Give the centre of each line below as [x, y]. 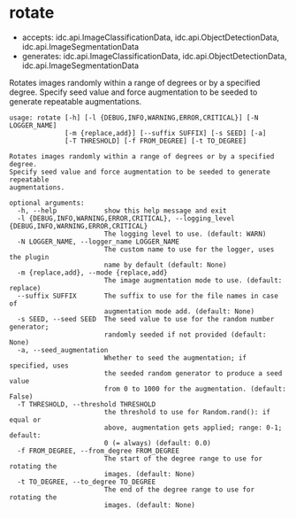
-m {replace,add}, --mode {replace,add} [92, 273]
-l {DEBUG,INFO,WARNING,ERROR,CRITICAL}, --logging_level [126, 218]
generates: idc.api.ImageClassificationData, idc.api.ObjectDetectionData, [154, 56]
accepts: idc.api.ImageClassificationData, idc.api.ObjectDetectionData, [151, 37]
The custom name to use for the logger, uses [189, 249]
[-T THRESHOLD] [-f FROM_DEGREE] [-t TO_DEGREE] [156, 141]
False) [21, 397]
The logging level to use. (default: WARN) [185, 234]
